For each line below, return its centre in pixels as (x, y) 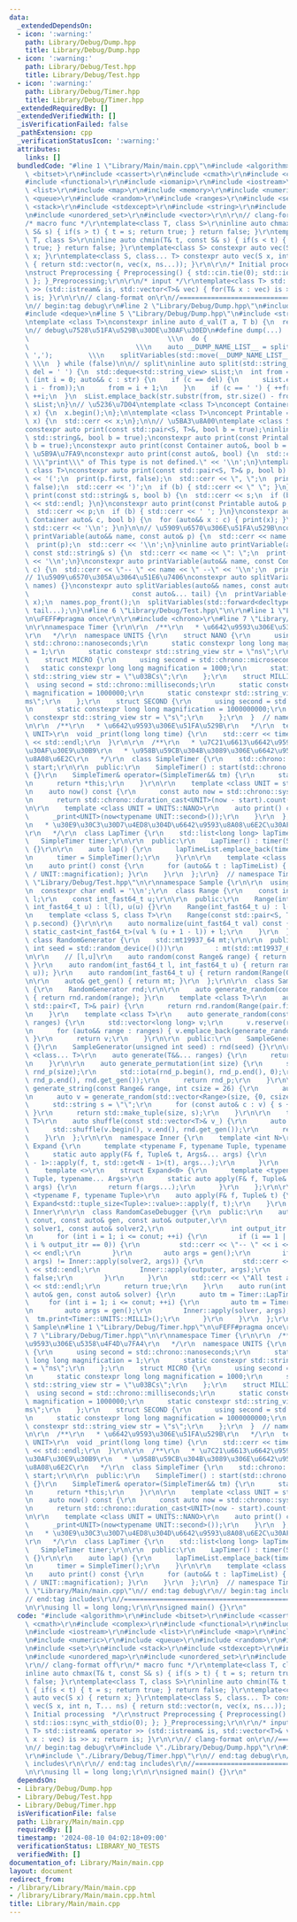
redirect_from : (37, 1879)
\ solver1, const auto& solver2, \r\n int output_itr (156, 1228)
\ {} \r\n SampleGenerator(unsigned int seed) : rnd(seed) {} (146, 1047)
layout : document (41, 1871)
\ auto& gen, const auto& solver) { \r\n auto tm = (130, 1295)
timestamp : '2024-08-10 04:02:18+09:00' (92, 1838)
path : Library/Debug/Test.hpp (81, 67)
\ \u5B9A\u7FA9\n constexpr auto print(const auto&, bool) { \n (142, 454)
